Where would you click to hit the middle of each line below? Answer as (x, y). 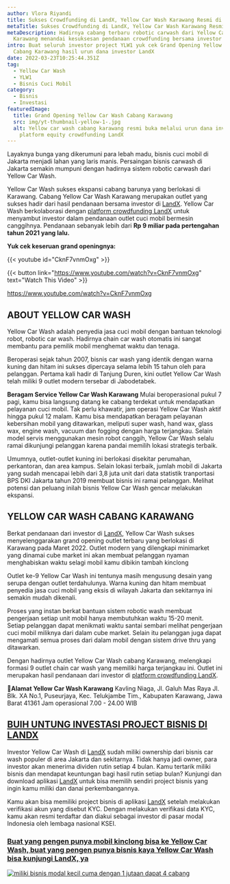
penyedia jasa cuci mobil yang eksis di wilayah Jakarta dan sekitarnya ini (110, 590)
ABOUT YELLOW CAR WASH (69, 315)
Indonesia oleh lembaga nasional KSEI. (62, 823)
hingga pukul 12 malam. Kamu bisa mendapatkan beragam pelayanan (105, 416)
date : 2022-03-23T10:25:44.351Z (53, 58)
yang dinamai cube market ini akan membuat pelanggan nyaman (98, 555)
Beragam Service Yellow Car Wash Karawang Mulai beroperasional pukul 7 (114, 394)
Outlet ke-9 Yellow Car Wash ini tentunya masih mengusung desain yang (110, 575)
